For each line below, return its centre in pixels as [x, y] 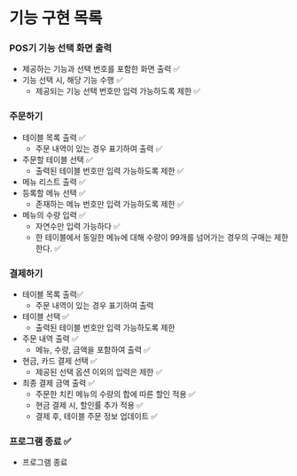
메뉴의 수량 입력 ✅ [54, 215]
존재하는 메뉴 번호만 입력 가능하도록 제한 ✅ [109, 204]
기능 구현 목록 [56, 18]
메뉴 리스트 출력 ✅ [54, 182]
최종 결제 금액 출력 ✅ [59, 383]
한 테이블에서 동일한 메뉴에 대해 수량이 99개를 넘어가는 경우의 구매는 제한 [162, 237]
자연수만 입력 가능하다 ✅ [78, 226]
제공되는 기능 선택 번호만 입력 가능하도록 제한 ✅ [118, 91]
